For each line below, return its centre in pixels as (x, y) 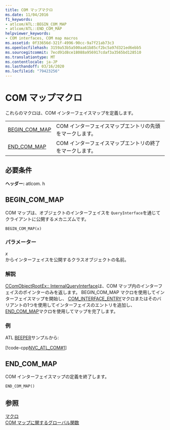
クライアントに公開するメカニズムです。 (47, 219)
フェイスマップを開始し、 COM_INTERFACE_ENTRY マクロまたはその (86, 299)
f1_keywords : (19, 19)
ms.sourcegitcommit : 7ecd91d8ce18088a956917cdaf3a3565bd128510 (73, 52)
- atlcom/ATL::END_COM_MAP (34, 29)
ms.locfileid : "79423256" (32, 71)
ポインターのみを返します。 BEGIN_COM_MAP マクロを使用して (89, 293)
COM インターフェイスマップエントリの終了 (108, 143)
